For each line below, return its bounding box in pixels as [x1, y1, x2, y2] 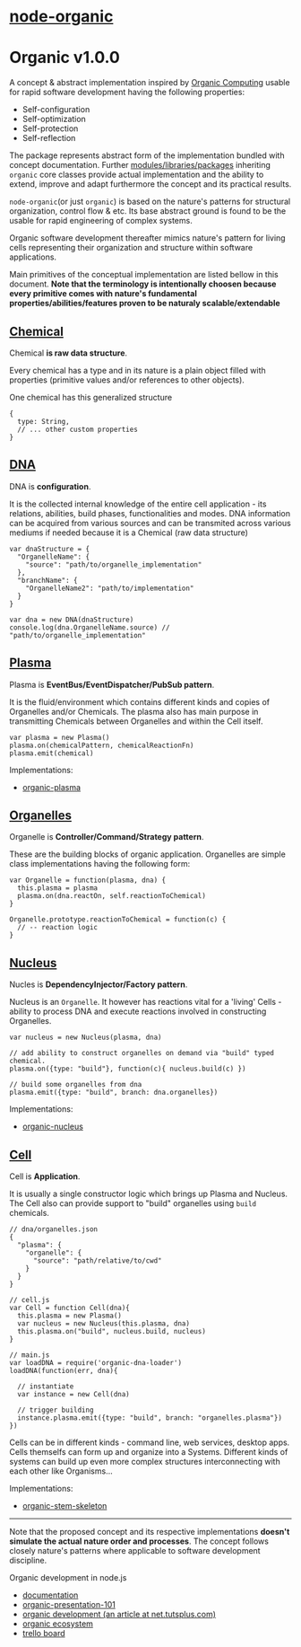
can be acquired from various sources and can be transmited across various [9, 517, 291, 528]
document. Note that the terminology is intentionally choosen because [9, 278, 277, 289]
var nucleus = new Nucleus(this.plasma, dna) [17, 1319, 191, 1328]
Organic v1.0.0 [9, 48, 121, 68]
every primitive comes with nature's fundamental [9, 288, 197, 299]
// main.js [9, 1351, 50, 1360]
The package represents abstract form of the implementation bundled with [9, 150, 285, 161]
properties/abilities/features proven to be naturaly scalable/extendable [9, 298, 280, 309]
